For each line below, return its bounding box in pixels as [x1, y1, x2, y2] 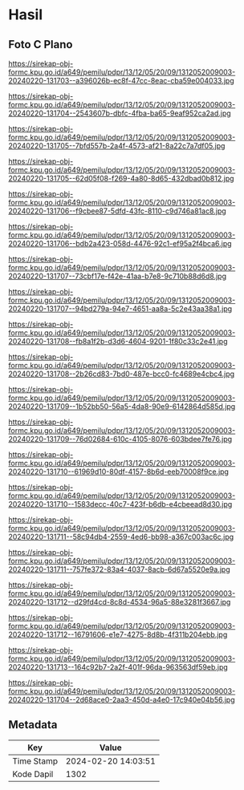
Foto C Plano [8, 38, 73, 51]
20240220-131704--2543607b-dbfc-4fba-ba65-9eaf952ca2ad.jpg [8, 108, 231, 118]
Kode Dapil [12, 768, 54, 780]
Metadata [8, 718, 58, 731]
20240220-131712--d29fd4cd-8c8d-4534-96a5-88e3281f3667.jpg [8, 598, 231, 606]
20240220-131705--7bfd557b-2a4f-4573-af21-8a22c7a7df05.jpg [8, 141, 226, 150]
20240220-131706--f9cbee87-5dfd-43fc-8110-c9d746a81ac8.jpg [8, 206, 226, 216]
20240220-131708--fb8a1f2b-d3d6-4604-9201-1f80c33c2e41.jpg [8, 337, 228, 346]
